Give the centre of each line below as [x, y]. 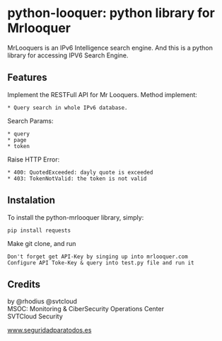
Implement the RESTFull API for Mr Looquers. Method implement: [103, 94]
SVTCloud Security [35, 316]
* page [17, 140]
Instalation [31, 200]
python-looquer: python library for [111, 13]
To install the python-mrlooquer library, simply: [76, 217]
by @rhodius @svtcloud [42, 301]
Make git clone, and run [42, 243]
